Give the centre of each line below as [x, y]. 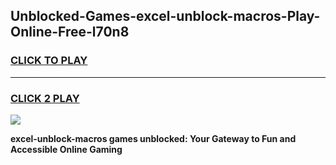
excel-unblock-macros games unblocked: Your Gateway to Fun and [153, 138]
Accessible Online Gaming [66, 149]
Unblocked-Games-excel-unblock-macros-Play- [165, 16]
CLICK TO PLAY [49, 61]
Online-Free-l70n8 [70, 32]
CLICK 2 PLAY [45, 98]
